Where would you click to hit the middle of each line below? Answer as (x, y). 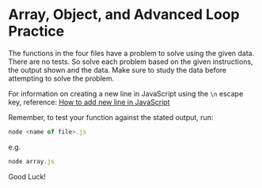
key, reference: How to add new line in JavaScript (89, 102)
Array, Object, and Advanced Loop (124, 15)
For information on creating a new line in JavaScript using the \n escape (126, 93)
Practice (36, 31)
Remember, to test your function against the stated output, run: (111, 117)
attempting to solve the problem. (61, 78)
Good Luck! (27, 176)
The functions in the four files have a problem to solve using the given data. (131, 53)
